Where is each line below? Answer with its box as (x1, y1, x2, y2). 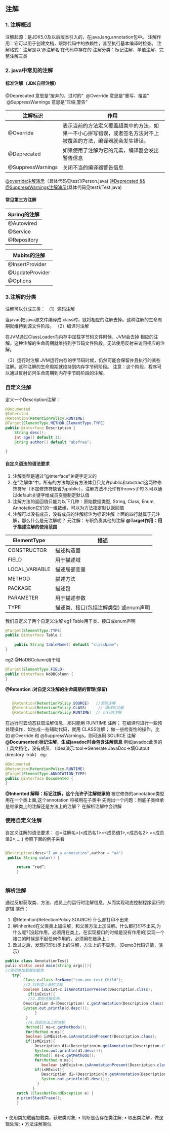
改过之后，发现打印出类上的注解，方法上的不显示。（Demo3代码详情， (12, 942, 159, 948)
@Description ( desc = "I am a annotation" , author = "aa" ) (5, 850, 123, 855)
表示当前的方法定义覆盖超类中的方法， (62, 122, 154, 129)
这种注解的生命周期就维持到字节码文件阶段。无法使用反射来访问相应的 (14, 340, 160, 346)
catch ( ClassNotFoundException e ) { (16, 1090, 94, 1095)
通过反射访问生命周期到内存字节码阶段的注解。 (9, 370, 107, 376)
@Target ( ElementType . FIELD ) (5, 667, 65, 672)
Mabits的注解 (13, 252, 46, 259)
